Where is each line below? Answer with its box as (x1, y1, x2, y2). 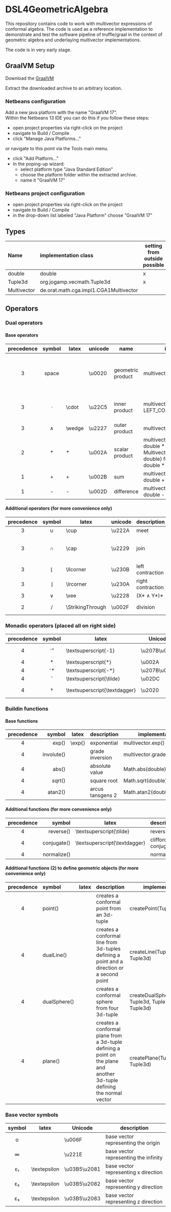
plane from (96, 1032, 122, 1039)
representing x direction (105, 1169, 163, 1176)
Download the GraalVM (5, 75, 54, 81)
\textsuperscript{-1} (66, 647, 115, 654)
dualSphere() (42, 998, 74, 1005)
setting (145, 242, 162, 249)
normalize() (42, 851, 71, 858)
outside (144, 255, 163, 262)
